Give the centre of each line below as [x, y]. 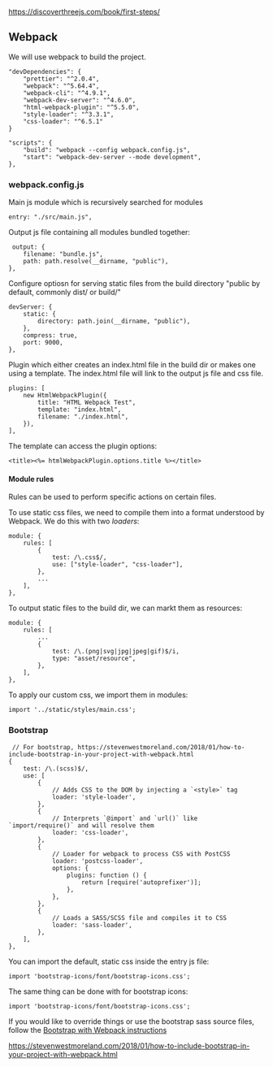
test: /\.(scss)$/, [56, 768]
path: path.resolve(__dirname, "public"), [96, 262]
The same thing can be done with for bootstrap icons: [98, 991]
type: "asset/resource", [94, 659]
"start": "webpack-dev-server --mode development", [112, 157]
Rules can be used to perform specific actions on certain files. [113, 497]
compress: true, [51, 336]
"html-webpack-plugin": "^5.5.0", [81, 107]
